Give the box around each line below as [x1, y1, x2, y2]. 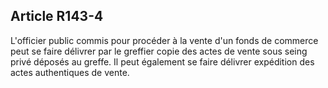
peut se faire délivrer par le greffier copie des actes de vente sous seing [10, 45, 308, 57]
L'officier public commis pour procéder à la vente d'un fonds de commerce [10, 34, 319, 46]
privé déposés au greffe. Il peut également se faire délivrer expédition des [10, 55, 315, 68]
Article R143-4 [10, 8, 104, 25]
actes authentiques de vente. [10, 66, 130, 78]
